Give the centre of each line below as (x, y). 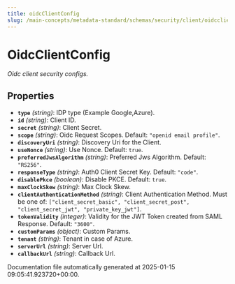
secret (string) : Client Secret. (59, 128)
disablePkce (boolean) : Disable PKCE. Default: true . (92, 179)
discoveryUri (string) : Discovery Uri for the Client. (90, 142)
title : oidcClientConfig (43, 14)
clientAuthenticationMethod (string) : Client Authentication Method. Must (122, 194)
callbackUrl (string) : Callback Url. (66, 254)
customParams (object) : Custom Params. (74, 232)
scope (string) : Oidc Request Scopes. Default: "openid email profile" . (119, 135)
